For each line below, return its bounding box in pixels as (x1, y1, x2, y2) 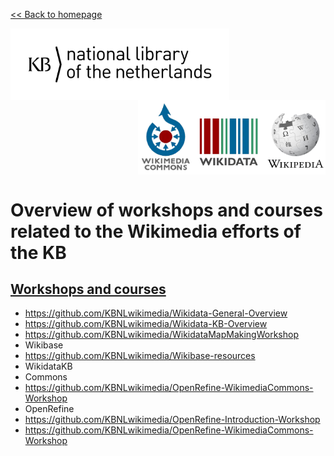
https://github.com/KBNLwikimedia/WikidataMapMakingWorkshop (24, 329, 299, 341)
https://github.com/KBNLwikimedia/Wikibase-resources (24, 350, 256, 362)
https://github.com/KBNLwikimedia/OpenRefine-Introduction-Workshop (24, 414, 321, 426)
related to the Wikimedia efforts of (10, 220, 302, 243)
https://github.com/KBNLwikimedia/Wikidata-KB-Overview (24, 318, 268, 330)
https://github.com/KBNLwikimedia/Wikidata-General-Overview (24, 307, 288, 319)
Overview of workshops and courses (10, 199, 323, 221)
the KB (10, 241, 67, 264)
